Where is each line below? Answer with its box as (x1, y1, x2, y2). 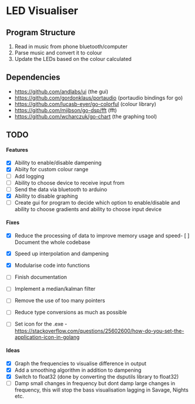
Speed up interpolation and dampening (14, 250, 110, 257)
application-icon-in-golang (14, 333, 80, 341)
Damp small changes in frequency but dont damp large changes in (14, 379, 176, 386)
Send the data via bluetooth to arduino (14, 186, 107, 193)
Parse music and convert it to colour (14, 49, 102, 56)
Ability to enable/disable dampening (14, 159, 102, 167)
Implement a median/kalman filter (14, 286, 95, 293)
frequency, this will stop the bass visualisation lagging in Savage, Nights (14, 386, 189, 393)
